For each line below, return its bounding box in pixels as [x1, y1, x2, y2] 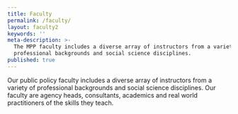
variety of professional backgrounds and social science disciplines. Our [7, 83, 216, 92]
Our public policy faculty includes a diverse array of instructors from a [7, 76, 212, 84]
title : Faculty [7, 10, 52, 18]
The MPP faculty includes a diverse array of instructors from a [13, 43, 211, 50]
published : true [7, 57, 55, 64]
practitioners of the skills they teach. [7, 98, 114, 107]
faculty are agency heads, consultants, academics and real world [7, 91, 198, 99]
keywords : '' [7, 30, 46, 38]
